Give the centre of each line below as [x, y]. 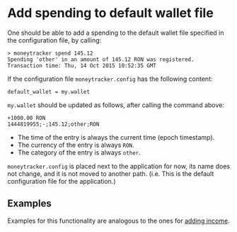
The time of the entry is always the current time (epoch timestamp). [116, 137]
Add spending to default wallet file [110, 13]
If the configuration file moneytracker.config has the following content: [110, 79]
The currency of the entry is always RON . [76, 145]
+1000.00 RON [27, 118]
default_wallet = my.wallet [49, 92]
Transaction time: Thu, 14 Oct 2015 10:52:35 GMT [82, 65]
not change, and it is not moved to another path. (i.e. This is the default [111, 173]
